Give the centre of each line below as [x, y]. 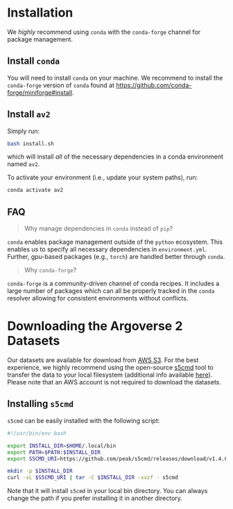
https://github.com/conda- [154, 85]
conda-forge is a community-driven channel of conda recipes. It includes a [113, 284]
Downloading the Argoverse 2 [95, 326]
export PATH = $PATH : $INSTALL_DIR [54, 452]
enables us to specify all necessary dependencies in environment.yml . [107, 249]
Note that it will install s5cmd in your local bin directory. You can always [107, 491]
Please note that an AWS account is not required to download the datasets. [114, 382]
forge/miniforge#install [40, 92]
